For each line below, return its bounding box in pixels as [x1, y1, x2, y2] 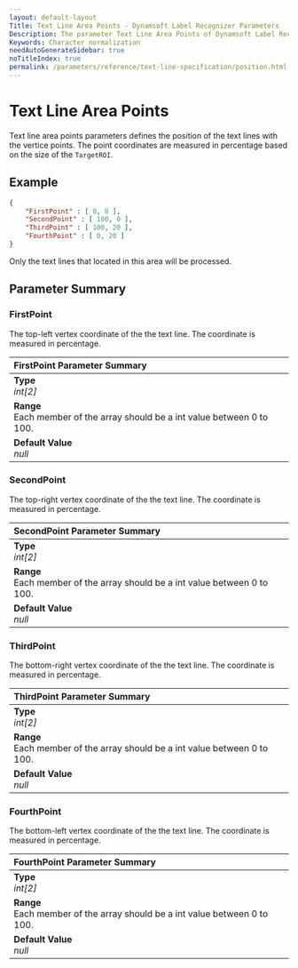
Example [9, 175, 59, 190]
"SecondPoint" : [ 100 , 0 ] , [25, 215, 133, 224]
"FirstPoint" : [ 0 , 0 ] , [25, 206, 122, 216]
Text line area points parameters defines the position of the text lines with [9, 130, 278, 140]
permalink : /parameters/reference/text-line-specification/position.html [9, 63, 288, 72]
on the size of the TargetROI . [9, 148, 114, 160]
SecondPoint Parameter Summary [13, 524, 161, 537]
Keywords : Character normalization [9, 37, 141, 47]
